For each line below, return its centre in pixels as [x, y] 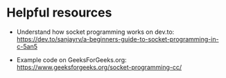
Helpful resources [59, 13]
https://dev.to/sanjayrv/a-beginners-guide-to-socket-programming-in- [118, 39]
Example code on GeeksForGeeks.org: [71, 59]
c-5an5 [27, 46]
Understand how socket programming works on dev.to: [95, 32]
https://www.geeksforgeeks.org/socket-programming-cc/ [99, 67]
